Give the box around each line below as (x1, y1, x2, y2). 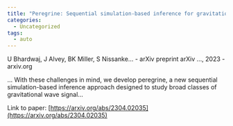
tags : (7, 29, 23, 37)
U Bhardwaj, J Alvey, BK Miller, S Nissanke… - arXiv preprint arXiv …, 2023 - (7, 55, 225, 63)
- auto (13, 36, 33, 43)
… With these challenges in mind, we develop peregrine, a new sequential (7, 75, 218, 84)
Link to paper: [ (7, 104, 51, 112)
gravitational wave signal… (7, 91, 83, 99)
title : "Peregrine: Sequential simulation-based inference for (7, 10, 194, 17)
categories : (7, 17, 42, 24)
